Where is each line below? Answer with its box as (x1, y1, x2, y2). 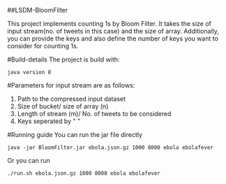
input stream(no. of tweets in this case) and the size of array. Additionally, (7, 27, 220, 35)
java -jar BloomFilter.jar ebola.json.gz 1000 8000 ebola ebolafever (7, 144, 214, 151)
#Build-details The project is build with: (7, 55, 120, 64)
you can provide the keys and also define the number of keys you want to (7, 34, 218, 43)
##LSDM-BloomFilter (7, 6, 68, 14)
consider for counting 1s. (7, 42, 79, 50)
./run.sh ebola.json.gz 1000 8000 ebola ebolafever (7, 170, 160, 177)
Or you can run (7, 157, 51, 164)
